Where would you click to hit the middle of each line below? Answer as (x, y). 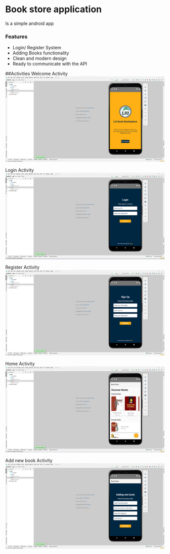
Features (16, 37)
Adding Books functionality (41, 53)
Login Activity (20, 170)
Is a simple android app (30, 23)
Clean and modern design (39, 58)
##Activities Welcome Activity (37, 74)
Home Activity (20, 364)
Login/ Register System (37, 48)
